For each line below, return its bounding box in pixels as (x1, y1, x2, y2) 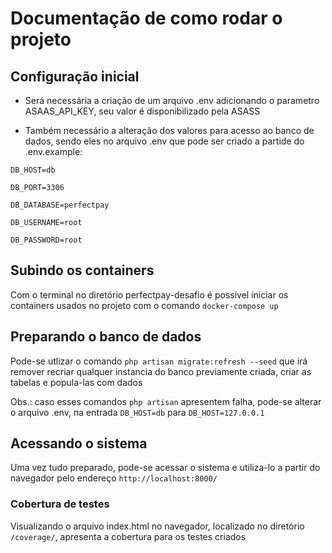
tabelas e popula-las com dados (10, 376, 143, 388)
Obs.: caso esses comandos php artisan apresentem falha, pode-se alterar (10, 395, 322, 407)
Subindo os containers (10, 262, 155, 279)
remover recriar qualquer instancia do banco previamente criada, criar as (10, 365, 312, 377)
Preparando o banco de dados (10, 328, 202, 346)
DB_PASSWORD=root (10, 235, 83, 245)
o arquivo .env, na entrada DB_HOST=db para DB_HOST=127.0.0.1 (10, 406, 265, 418)
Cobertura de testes (10, 497, 110, 511)
